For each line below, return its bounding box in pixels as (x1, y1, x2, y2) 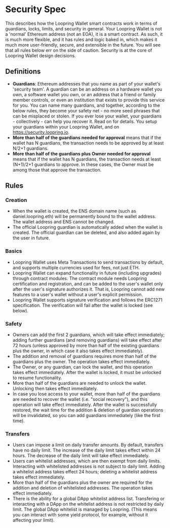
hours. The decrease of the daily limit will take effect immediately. (12, 453, 150, 459)
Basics (5, 248, 22, 255)
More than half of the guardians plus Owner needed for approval (12, 150, 151, 156)
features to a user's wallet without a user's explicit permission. (12, 291, 143, 297)
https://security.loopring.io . (12, 129, 70, 135)
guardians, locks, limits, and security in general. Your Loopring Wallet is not (5, 25, 162, 31)
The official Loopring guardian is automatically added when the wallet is (12, 224, 163, 230)
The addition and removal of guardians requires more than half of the (12, 353, 157, 359)
